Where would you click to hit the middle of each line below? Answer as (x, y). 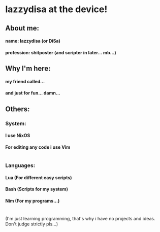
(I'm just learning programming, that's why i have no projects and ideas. (81, 219)
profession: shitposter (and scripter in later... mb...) (61, 52)
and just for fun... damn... (33, 93)
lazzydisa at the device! (56, 9)
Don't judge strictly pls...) (32, 224)
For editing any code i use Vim (38, 147)
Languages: (20, 165)
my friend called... (25, 81)
